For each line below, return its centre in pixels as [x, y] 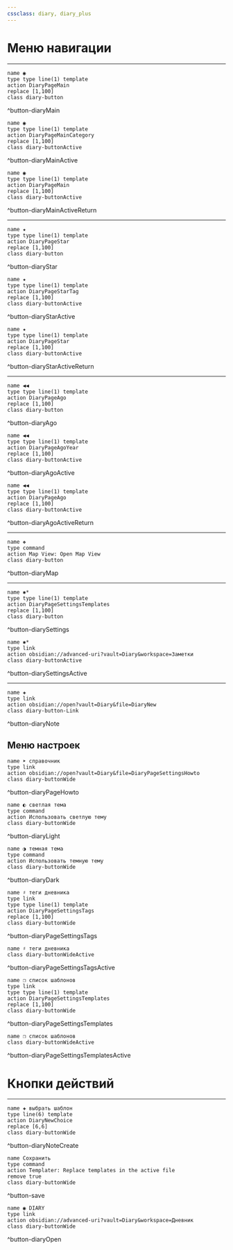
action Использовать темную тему [55, 861]
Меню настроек [44, 745]
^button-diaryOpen [34, 1240]
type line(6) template [40, 1115]
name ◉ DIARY [26, 1208]
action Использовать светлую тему [57, 817]
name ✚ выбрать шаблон [40, 1108]
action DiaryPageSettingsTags [51, 911]
